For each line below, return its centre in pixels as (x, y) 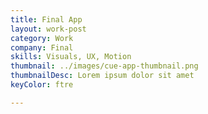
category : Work (42, 38)
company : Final (42, 47)
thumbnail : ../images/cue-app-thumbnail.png (104, 66)
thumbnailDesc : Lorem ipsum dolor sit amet (102, 76)
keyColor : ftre (42, 85)
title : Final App (46, 19)
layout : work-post (48, 29)
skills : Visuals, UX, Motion (71, 57)
